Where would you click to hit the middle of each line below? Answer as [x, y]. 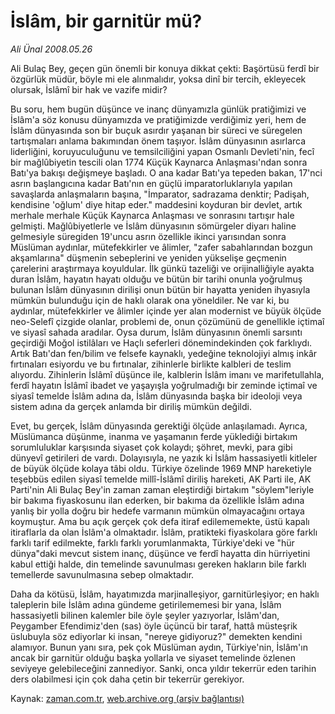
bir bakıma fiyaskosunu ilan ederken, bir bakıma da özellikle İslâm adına [157, 500]
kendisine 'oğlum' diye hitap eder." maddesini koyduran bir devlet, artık [156, 204]
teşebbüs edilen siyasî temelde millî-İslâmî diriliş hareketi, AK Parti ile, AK [161, 479]
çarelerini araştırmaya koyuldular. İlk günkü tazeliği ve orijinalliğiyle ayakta [162, 268]
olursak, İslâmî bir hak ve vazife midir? [89, 89]
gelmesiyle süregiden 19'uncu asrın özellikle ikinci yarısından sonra [148, 236]
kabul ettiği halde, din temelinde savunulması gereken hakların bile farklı [158, 564]
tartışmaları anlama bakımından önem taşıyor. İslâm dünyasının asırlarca [158, 141]
